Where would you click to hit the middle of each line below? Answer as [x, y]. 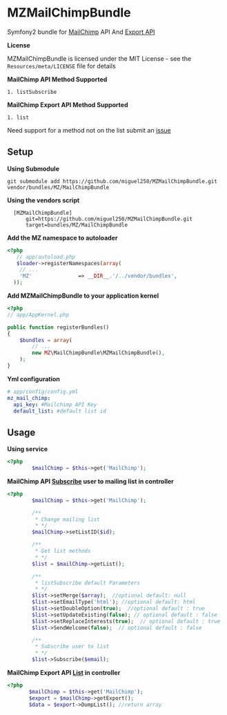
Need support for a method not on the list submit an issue [89, 130]
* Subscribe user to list [72, 647]
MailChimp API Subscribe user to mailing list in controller [91, 481]
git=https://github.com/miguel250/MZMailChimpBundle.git [109, 219]
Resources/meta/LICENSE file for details [61, 66]
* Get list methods [63, 551]
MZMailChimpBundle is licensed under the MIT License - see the [99, 58]
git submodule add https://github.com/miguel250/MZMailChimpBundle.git [112, 181]
